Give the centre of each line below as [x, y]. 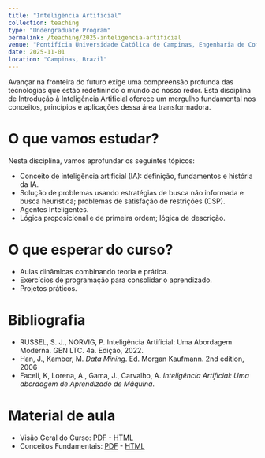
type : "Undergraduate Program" [60, 30]
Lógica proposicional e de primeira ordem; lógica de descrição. [123, 218]
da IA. [29, 184]
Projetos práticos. [48, 288]
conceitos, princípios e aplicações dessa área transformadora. [110, 106]
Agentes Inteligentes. [54, 209]
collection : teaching [44, 23]
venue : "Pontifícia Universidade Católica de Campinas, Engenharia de [127, 45]
